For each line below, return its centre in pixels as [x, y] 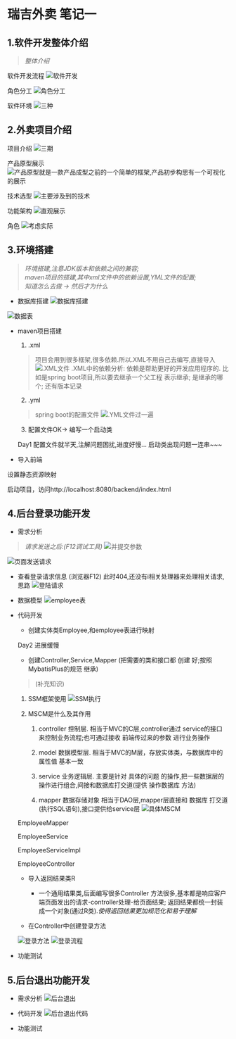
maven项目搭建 [39, 331]
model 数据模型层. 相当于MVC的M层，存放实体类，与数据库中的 [131, 753]
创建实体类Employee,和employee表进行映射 [91, 630]
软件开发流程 [26, 76]
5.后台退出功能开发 [48, 980]
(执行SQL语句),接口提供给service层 [89, 809]
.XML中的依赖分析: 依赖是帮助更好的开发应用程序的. [146, 368]
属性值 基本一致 [61, 762]
